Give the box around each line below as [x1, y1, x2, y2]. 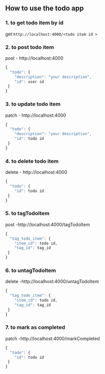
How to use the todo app [5, 4, 84, 13]
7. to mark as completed [5, 324, 65, 331]
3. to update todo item [5, 101, 61, 108]
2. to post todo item [5, 43, 54, 50]
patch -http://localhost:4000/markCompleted [5, 335, 100, 341]
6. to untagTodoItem [5, 267, 56, 274]
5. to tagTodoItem [5, 210, 50, 217]
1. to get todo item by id [5, 19, 63, 26]
